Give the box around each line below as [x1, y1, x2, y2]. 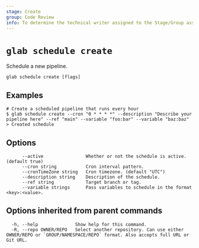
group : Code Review [6, 14, 54, 20]
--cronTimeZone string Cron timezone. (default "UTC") [21, 168, 166, 175]
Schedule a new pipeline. [6, 63, 68, 70]
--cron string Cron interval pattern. [21, 164, 145, 170]
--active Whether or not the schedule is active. [21, 153, 187, 159]
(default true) [6, 158, 44, 164]
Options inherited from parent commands [6, 206, 163, 216]
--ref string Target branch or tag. [21, 179, 142, 185]
